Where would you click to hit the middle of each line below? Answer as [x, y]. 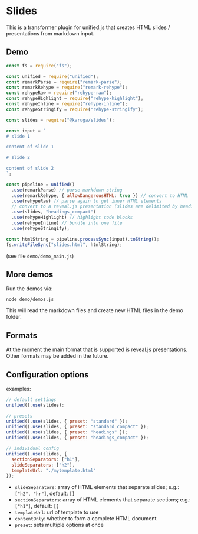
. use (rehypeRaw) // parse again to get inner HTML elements [87, 201]
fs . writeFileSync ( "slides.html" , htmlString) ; [64, 245]
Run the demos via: [29, 289]
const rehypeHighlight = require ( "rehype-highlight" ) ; [75, 99]
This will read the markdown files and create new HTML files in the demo [95, 310]
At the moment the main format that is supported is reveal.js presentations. [97, 349]
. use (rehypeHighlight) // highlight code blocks [72, 218]
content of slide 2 [30, 169]
